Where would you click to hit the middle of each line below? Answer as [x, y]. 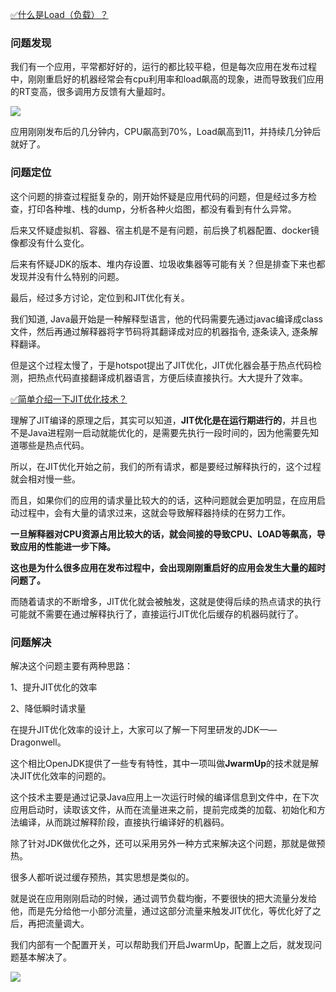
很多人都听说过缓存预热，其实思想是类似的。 [102, 877]
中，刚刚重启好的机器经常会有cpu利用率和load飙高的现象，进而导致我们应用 [167, 79]
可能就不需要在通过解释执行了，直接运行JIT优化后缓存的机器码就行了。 [157, 614]
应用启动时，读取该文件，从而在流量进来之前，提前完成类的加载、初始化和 [163, 809]
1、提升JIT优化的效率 [54, 687]
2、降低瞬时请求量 [48, 708]
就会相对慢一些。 [45, 479]
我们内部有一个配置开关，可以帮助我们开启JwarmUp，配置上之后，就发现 [162, 944]
